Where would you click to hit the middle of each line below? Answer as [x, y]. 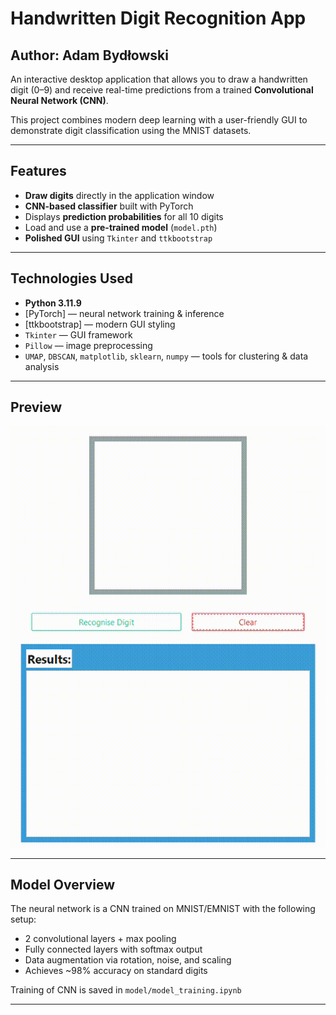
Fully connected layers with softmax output [113, 949]
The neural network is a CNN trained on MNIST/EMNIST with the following [163, 909]
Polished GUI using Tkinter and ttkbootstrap [118, 238]
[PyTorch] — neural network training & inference [124, 313]
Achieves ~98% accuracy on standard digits [116, 971]
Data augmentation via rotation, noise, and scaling [128, 960]
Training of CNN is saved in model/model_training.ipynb [126, 990]
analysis [42, 366]
